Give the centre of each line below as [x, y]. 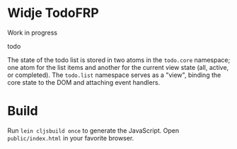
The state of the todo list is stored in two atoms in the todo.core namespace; [119, 60]
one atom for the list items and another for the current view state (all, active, [118, 67]
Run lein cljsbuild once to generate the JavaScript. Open [93, 130]
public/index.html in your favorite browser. [71, 138]
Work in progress [33, 32]
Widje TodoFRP [53, 13]
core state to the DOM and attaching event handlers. [84, 82]
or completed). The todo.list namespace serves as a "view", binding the [114, 75]
